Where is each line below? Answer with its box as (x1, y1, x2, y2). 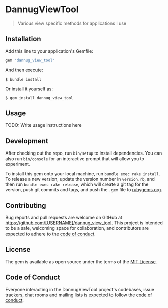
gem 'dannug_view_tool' (5, 58, 55, 63)
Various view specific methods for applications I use (17, 20, 127, 26)
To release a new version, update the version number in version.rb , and (5, 176, 155, 182)
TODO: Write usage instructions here (5, 122, 82, 128)
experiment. (5, 161, 30, 167)
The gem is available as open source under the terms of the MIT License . (5, 258, 157, 265)
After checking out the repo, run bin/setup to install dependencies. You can (5, 150, 162, 157)
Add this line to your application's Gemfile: (5, 48, 93, 54)
